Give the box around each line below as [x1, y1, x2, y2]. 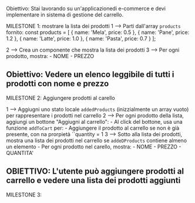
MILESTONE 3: [6, 191, 42, 198]
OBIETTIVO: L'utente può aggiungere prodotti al [6, 167, 184, 177]
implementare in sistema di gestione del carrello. [6, 11, 124, 18]
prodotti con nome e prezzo [6, 79, 109, 89]
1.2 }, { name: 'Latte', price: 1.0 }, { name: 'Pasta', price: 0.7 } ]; [6, 35, 156, 42]
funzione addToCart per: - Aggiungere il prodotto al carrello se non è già [6, 124, 180, 131]
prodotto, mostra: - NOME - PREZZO [6, 53, 95, 59]
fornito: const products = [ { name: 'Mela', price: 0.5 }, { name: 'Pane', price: [6, 29, 190, 36]
